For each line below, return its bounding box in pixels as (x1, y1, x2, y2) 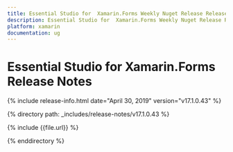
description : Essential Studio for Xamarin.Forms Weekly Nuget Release (7, 17, 222, 23)
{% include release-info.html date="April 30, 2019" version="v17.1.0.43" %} (7, 97, 222, 105)
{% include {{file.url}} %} (7, 124, 79, 132)
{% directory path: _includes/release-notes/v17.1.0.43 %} (7, 110, 170, 118)
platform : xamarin (7, 23, 60, 30)
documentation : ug (7, 29, 60, 37)
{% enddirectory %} (7, 137, 64, 145)
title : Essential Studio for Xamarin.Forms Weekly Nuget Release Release (7, 10, 228, 17)
